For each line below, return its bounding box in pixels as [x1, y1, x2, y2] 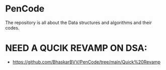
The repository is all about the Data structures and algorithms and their [5, 19, 152, 25]
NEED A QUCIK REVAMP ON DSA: [5, 42, 147, 54]
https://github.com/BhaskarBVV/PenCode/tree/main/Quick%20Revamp [12, 58, 161, 65]
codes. [5, 24, 20, 30]
